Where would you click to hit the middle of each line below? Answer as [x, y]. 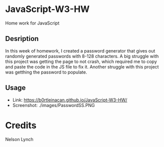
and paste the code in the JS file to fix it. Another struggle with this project [82, 66]
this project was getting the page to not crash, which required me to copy [81, 61]
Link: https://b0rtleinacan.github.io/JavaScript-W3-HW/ [70, 100]
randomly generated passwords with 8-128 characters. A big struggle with [82, 56]
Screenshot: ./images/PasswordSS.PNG [54, 105]
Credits [21, 125]
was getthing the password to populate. [46, 72]
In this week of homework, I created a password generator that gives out [80, 50]
